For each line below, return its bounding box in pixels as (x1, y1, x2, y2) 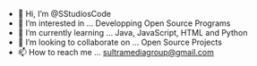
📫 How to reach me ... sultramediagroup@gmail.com (17, 47, 215, 57)
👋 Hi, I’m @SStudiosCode (17, 9, 112, 19)
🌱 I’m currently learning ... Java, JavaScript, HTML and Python (17, 28, 248, 37)
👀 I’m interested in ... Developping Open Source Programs (17, 18, 231, 29)
